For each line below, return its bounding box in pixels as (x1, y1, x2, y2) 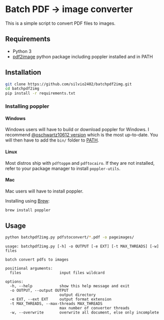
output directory (59, 292, 96, 298)
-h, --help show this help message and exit (10, 284, 130, 289)
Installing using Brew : (5, 198, 50, 204)
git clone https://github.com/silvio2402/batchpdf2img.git (5, 82, 132, 87)
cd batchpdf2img (5, 86, 39, 91)
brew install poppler (5, 208, 51, 213)
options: (5, 279, 24, 284)
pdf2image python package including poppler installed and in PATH (12, 53, 153, 59)
